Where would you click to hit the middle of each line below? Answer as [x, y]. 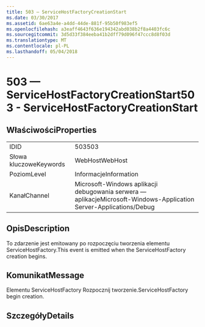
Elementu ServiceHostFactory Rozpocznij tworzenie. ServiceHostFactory [97, 290]
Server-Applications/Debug [115, 207]
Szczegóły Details [40, 316]
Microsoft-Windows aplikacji [116, 184]
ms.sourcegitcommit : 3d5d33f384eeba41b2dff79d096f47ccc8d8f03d [88, 35]
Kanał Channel [30, 195]
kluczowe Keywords [37, 164]
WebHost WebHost [101, 160]
